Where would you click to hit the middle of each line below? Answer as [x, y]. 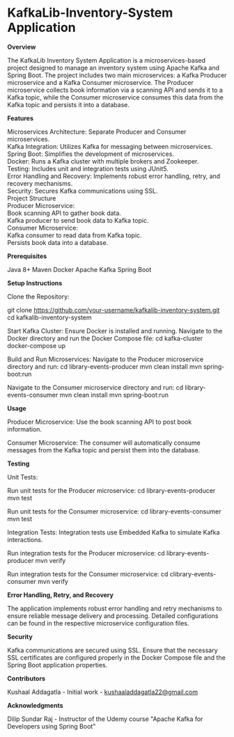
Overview [22, 47]
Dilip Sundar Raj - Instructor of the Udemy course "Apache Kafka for [105, 719]
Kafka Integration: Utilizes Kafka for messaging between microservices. [110, 146]
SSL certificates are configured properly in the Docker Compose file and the [117, 657]
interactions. [25, 539]
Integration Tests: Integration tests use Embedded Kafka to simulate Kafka [114, 532]
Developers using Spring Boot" [52, 726]
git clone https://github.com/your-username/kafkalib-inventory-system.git [114, 310]
